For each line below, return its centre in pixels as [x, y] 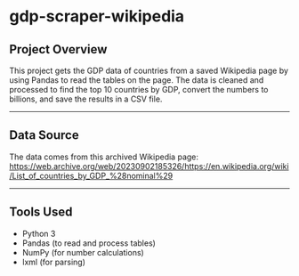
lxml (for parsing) [54, 262]
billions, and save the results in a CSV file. [86, 99]
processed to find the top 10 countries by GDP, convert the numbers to [139, 89]
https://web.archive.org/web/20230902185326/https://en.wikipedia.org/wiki [149, 166]
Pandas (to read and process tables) [89, 243]
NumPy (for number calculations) [83, 252]
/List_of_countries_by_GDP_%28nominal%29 [91, 175]
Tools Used [41, 212]
